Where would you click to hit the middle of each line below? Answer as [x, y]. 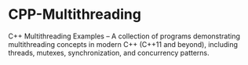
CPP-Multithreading [75, 14]
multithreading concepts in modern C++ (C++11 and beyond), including [123, 44]
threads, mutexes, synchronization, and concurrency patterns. [109, 52]
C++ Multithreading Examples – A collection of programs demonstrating [124, 36]
